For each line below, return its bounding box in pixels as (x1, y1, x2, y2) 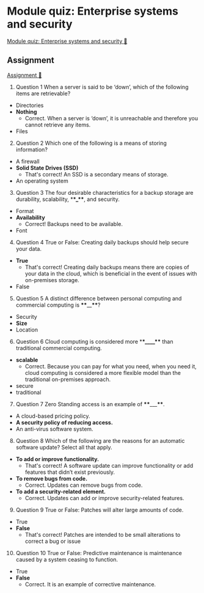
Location (15, 326, 38, 333)
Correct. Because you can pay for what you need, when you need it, (24, 362, 197, 370)
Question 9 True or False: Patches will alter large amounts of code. (15, 506, 184, 514)
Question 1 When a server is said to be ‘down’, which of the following (15, 83, 189, 90)
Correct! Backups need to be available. (24, 220, 123, 227)
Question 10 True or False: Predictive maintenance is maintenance (15, 549, 182, 556)
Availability (15, 214, 45, 221)
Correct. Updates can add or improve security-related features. (24, 494, 184, 501)
